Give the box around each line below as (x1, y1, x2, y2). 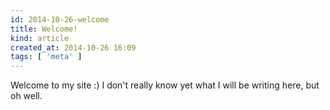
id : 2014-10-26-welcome (10, 14, 110, 25)
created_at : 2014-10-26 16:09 (10, 42, 137, 53)
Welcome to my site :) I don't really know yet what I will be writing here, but (10, 79, 320, 91)
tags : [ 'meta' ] (10, 52, 83, 62)
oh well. (10, 90, 43, 102)
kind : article (10, 33, 70, 43)
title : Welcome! (10, 24, 78, 34)
